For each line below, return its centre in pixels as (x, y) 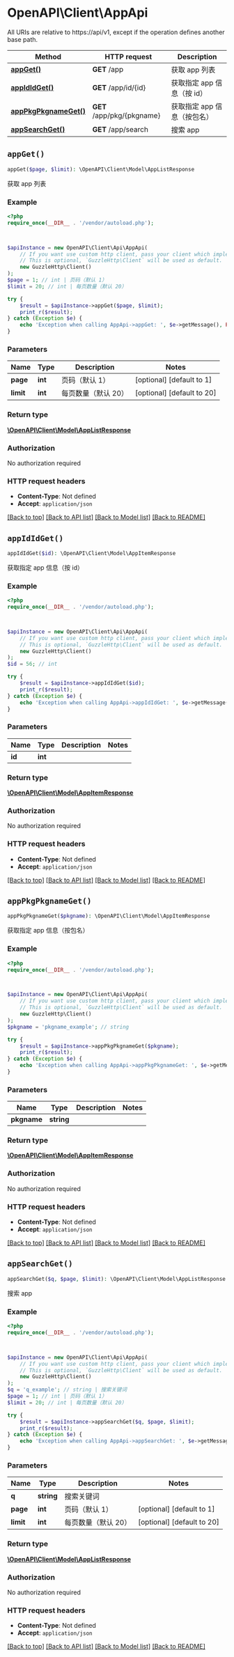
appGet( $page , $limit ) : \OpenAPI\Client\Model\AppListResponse (101, 169)
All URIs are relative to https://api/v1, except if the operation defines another (116, 32)
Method (48, 56)
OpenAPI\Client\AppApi (78, 13)
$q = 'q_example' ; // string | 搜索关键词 (67, 1390)
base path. (23, 39)
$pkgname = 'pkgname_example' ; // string (68, 1027)
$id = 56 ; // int (32, 664)
